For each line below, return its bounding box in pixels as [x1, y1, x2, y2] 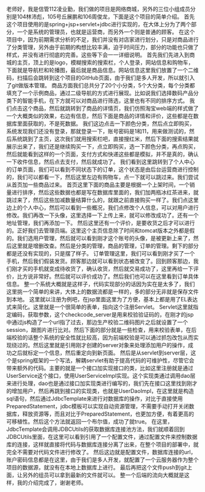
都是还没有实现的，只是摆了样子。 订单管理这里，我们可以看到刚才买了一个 [6, 250, 195, 257]
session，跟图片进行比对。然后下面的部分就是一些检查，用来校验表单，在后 [6, 326, 197, 333]
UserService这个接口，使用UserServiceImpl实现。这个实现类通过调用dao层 [6, 372, 196, 379]
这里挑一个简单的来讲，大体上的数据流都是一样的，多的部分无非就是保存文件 [6, 288, 199, 295]
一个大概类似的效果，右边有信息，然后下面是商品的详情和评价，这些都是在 [6, 112, 193, 119]
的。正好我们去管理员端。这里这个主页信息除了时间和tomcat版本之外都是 [6, 227, 190, 234]
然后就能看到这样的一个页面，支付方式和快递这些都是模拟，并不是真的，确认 [6, 150, 199, 158]
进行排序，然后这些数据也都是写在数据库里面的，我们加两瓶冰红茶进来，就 [11, 189, 199, 196]
